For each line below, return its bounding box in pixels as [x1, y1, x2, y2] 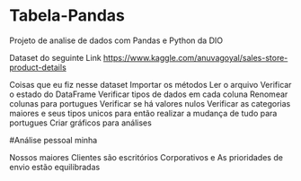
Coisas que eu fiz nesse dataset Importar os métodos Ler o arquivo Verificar [9, 79, 292, 90]
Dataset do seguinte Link [9, 52, 102, 63]
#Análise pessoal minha [9, 134, 98, 145]
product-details [9, 62, 67, 73]
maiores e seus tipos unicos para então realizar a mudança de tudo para [9, 108, 278, 118]
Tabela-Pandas [9, 5, 126, 26]
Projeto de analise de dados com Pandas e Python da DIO [9, 35, 223, 46]
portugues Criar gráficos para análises [9, 117, 153, 128]
